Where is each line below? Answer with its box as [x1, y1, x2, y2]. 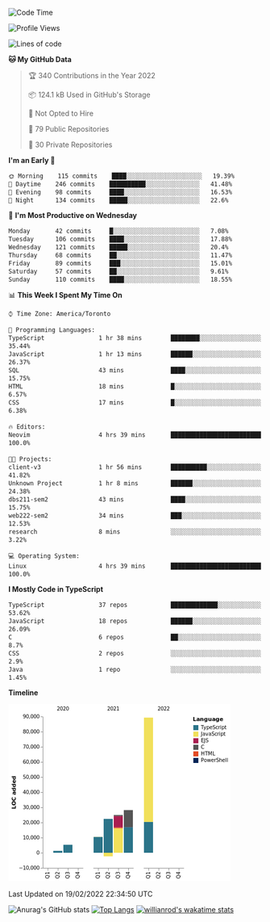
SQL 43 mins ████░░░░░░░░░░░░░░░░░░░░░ [8, 367, 262, 375]
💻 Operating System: [8, 552, 81, 560]
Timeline [8, 688, 39, 698]
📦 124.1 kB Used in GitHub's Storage [27, 90, 151, 99]
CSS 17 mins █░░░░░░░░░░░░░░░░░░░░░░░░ [8, 399, 262, 407]
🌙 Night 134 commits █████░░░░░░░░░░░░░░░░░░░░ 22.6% [8, 196, 229, 204]
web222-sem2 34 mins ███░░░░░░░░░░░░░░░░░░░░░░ [8, 512, 262, 520]
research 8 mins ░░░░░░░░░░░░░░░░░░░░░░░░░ [8, 528, 262, 536]
